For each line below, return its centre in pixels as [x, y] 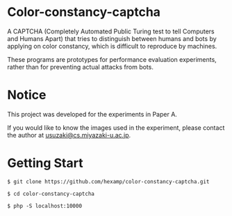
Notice [27, 95]
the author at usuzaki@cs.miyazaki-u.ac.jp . [69, 135]
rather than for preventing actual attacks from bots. [81, 67]
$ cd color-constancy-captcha [51, 194]
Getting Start [45, 163]
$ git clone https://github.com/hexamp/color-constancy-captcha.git [108, 181]
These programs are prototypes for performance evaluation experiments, [112, 59]
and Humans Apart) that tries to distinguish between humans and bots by [112, 38]
